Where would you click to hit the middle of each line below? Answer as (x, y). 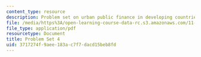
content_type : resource (36, 12)
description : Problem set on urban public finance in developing (89, 17)
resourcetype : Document (36, 34)
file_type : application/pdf (41, 28)
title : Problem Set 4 (33, 39)
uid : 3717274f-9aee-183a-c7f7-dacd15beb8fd (61, 45)
